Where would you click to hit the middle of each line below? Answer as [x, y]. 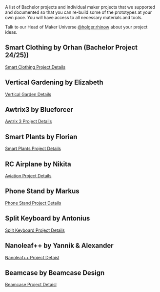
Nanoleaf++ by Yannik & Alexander [59, 246]
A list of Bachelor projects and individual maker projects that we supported [80, 7]
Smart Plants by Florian [41, 137]
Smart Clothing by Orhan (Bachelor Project [71, 48]
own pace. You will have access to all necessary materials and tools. [74, 17]
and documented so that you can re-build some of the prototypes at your [79, 12]
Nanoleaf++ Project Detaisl [32, 257]
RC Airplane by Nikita [38, 164]
